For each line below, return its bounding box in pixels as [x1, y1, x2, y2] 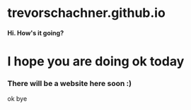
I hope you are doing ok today [7, 53, 185, 69]
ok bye [7, 94, 28, 103]
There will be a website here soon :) [7, 78, 132, 88]
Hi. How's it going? [7, 28, 64, 37]
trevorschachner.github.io [7, 5, 166, 21]
